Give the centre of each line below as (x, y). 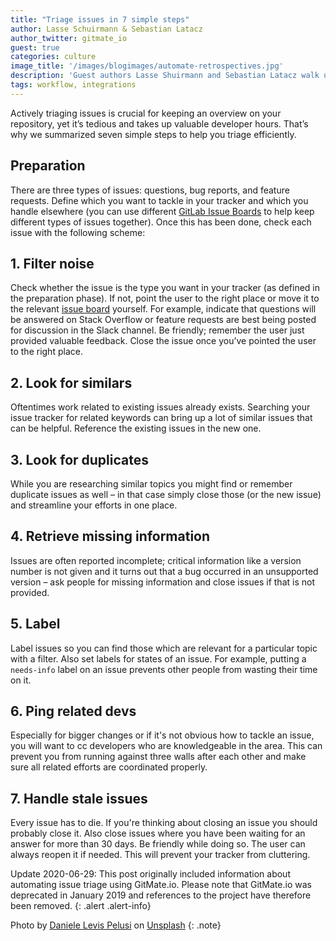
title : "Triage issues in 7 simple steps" (100, 19)
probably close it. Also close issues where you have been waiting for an (158, 833)
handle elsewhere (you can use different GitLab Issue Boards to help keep (162, 211)
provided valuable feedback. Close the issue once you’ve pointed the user (163, 341)
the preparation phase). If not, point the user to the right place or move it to (165, 298)
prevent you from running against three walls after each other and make (158, 757)
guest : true (35, 47)
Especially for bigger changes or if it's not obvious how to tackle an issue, (162, 735)
